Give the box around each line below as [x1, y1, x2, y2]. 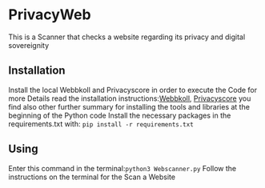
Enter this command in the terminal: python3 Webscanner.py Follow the [8, 163, 237, 173]
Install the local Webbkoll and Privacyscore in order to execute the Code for [8, 85, 258, 94]
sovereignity [8, 40, 50, 50]
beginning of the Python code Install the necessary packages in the [8, 110, 231, 120]
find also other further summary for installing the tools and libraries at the [8, 102, 251, 111]
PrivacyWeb [8, 6, 91, 24]
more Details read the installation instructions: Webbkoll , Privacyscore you [8, 94, 251, 103]
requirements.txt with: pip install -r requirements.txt [8, 118, 194, 129]
